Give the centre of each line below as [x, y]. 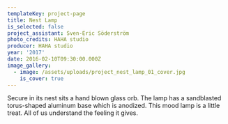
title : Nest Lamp [32, 20]
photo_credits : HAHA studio [48, 40]
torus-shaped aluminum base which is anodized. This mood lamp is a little [114, 106]
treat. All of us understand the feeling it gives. [73, 113]
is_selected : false [36, 26]
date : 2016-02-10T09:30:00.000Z [54, 59]
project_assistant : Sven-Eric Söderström [68, 33]
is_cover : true [42, 78]
